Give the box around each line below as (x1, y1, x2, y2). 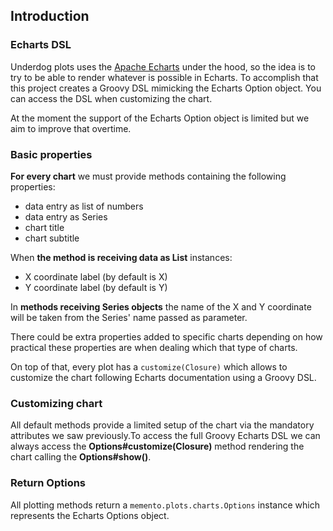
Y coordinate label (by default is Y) (24, 281, 168, 293)
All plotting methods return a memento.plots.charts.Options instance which (10, 499, 320, 511)
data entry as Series (24, 210, 108, 223)
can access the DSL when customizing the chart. (10, 92, 213, 104)
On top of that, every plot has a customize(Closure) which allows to (10, 360, 288, 373)
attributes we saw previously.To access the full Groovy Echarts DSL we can (10, 430, 321, 442)
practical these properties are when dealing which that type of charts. (10, 341, 298, 353)
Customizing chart (10, 396, 103, 410)
